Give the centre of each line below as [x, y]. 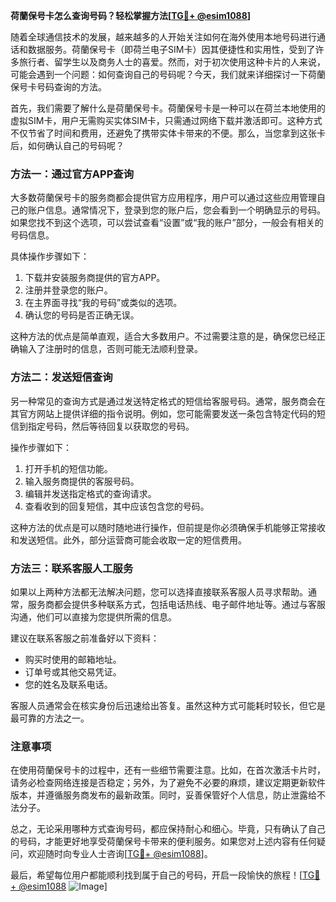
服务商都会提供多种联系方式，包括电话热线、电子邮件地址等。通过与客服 [176, 604]
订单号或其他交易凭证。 [73, 671]
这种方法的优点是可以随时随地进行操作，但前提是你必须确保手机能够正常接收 [168, 527]
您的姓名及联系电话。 [68, 684]
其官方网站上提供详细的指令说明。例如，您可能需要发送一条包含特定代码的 [163, 413]
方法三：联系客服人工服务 [72, 568]
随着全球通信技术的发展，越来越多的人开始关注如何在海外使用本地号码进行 [163, 37]
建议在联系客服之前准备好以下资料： [85, 638]
